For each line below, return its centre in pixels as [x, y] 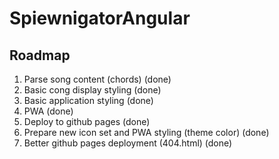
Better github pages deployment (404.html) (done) [128, 143]
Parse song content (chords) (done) [97, 79]
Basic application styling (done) [88, 100]
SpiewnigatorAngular [100, 18]
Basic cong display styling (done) [92, 90]
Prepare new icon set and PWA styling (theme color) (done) [146, 132]
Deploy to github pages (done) [87, 121]
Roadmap [40, 55]
